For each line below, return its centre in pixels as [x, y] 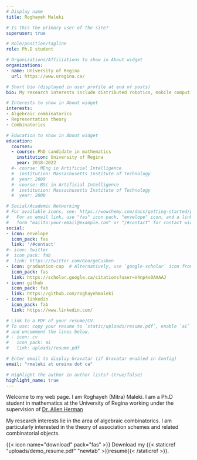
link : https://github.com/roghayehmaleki [63, 294]
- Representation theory [36, 119]
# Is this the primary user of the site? [57, 28]
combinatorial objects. [33, 434]
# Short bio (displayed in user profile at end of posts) [78, 87]
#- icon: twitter [27, 250]
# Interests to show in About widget [52, 103]
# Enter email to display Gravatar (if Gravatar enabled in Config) [91, 359]
